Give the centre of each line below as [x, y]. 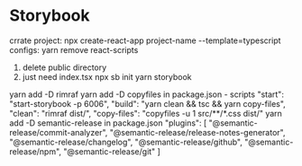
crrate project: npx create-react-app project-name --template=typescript [145, 40]
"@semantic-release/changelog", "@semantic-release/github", [126, 142]
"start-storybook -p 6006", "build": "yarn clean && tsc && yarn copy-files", [147, 103]
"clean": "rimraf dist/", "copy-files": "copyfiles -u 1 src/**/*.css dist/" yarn [146, 113]
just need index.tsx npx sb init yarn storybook [107, 76]
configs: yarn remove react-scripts [74, 49]
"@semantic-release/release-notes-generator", [197, 132]
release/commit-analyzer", [59, 132]
